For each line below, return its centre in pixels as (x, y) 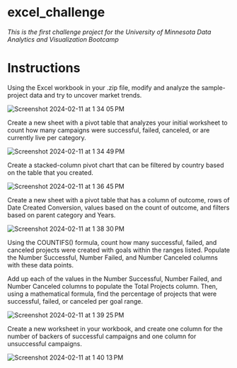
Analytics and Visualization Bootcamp (63, 39)
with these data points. (41, 265)
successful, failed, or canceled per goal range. (75, 301)
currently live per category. (47, 137)
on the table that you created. (50, 172)
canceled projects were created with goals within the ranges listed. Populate (119, 250)
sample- (214, 87)
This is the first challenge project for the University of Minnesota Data (109, 32)
